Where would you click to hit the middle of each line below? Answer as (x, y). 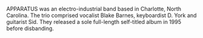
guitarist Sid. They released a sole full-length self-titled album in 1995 (94, 22)
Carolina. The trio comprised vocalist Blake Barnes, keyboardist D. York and (102, 15)
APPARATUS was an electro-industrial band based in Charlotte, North (94, 9)
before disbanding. (30, 28)
